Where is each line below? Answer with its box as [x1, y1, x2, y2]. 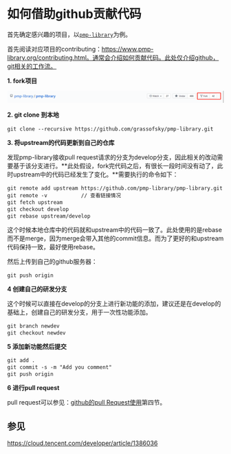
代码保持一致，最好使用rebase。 [7, 243, 100, 251]
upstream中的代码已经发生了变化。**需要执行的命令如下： [12, 170, 179, 179]
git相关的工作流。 [7, 62, 57, 70]
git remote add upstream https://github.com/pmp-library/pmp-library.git [7, 185, 223, 192]
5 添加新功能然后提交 [7, 343, 67, 351]
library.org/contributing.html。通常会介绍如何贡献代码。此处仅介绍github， [7, 53, 219, 62]
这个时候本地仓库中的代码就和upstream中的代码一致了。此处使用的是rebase [7, 226, 222, 234]
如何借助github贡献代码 [7, 6, 142, 22]
